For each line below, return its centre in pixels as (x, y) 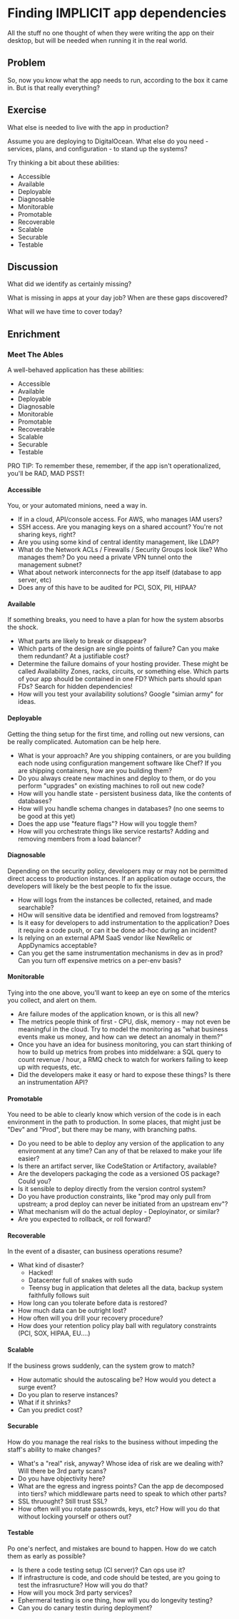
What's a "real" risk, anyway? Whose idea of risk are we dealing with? (120, 1463)
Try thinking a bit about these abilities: (63, 163)
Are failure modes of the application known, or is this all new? (108, 1014)
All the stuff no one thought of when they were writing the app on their (111, 33)
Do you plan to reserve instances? (68, 1394)
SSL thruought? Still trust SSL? (62, 1501)
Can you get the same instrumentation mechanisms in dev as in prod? (120, 953)
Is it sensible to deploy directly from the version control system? (112, 1189)
